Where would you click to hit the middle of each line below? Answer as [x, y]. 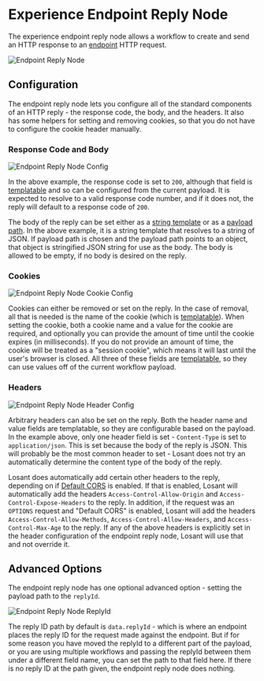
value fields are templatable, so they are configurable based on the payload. [132, 428]
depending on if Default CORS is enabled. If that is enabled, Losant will [123, 486]
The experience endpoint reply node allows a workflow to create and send [129, 36]
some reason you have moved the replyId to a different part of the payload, [130, 643]
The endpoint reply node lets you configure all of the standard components [130, 103]
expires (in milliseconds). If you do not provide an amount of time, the [121, 342]
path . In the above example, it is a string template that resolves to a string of [131, 231]
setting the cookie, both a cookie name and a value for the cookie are [121, 326]
